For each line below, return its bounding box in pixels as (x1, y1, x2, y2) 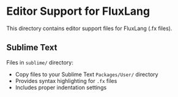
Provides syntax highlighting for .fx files (15, 77, 117, 84)
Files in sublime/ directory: (6, 58, 73, 66)
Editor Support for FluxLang (6, 4, 150, 18)
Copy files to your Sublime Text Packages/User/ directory (15, 71, 158, 78)
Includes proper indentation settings (15, 83, 107, 91)
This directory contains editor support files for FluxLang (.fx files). (6, 25, 172, 32)
